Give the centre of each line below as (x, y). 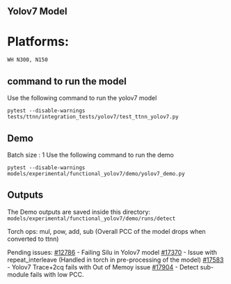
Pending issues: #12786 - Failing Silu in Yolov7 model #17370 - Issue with (112, 252)
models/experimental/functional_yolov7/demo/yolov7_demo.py (96, 173)
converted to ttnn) (33, 239)
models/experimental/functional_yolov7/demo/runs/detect (91, 219)
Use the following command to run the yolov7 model (82, 98)
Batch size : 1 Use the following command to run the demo (90, 155)
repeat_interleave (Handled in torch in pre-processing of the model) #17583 (115, 260)
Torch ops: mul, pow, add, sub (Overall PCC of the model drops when (107, 231)
